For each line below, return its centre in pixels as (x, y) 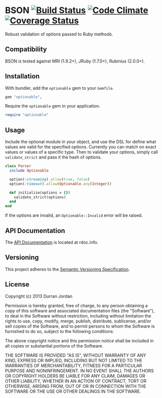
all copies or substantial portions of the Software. (54, 346)
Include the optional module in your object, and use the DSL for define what (81, 142)
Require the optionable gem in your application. (53, 106)
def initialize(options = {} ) (40, 192)
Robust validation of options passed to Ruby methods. (59, 34)
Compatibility (26, 49)
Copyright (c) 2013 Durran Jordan (39, 296)
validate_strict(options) (40, 197)
